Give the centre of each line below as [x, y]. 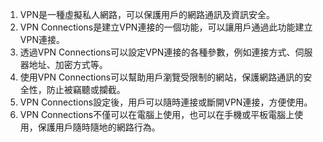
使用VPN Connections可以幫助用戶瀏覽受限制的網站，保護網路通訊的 [161, 77]
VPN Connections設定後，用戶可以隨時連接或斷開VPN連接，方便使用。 [166, 102]
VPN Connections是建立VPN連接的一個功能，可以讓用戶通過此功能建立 [166, 27]
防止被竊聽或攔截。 [86, 89]
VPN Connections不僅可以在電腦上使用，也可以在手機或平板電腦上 [157, 114]
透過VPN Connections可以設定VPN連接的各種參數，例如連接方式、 [157, 52]
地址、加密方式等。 [68, 64]
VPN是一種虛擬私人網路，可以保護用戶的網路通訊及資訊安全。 [147, 14]
